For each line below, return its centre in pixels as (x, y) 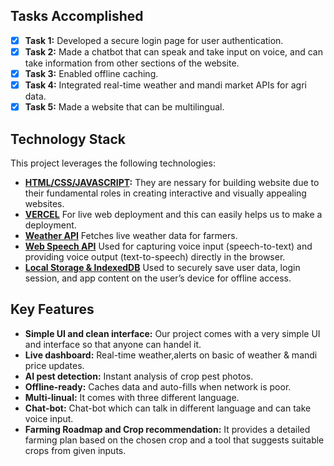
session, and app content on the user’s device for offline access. (158, 278)
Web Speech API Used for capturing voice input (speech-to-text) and (168, 246)
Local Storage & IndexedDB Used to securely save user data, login (162, 267)
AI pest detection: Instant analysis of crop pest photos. (139, 376)
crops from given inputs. (75, 450)
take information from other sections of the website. (132, 63)
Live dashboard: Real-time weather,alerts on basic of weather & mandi (171, 355)
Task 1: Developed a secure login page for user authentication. (154, 40)
